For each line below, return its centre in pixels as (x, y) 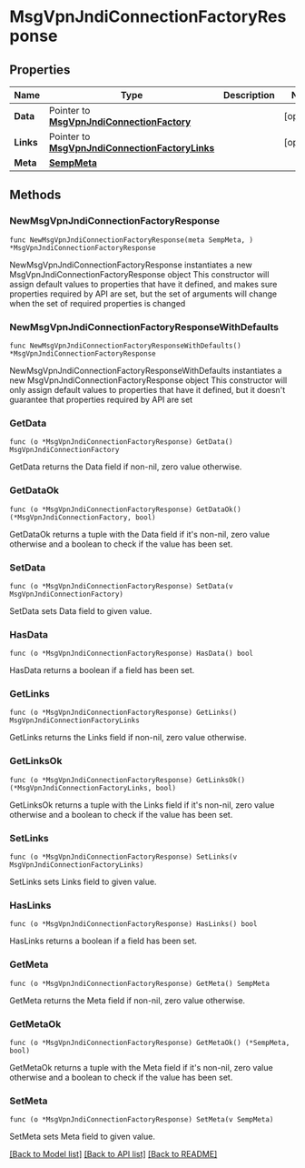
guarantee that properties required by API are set (101, 399)
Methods (35, 195)
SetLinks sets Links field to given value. (83, 882)
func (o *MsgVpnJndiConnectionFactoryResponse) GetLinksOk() (128, 780)
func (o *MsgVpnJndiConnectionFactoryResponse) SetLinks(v (123, 857)
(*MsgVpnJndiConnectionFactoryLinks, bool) (93, 788)
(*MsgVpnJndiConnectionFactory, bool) (83, 517)
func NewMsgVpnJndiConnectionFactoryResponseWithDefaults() (126, 346)
